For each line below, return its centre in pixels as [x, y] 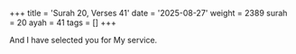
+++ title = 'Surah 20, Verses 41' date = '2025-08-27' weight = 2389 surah [148, 13]
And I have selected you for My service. [83, 40]
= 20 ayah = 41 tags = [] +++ [63, 22]
